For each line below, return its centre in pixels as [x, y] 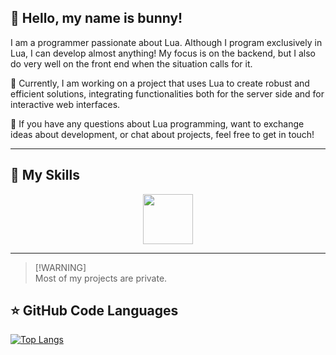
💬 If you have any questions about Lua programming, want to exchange [157, 123]
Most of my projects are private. [101, 278]
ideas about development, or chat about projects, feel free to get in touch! [162, 134]
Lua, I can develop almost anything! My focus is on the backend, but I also [163, 53]
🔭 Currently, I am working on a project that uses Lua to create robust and [160, 83]
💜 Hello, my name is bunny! [96, 18]
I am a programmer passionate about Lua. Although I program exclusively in [166, 42]
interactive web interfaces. [65, 104]
